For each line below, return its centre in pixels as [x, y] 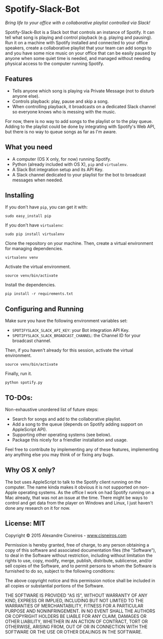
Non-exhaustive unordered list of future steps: [52, 409]
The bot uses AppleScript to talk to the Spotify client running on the [73, 482]
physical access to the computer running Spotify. [55, 63]
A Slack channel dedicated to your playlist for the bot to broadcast [79, 174]
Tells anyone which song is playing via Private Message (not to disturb [83, 91]
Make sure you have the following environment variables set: [66, 321]
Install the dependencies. [31, 285]
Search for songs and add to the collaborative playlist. [67, 419]
